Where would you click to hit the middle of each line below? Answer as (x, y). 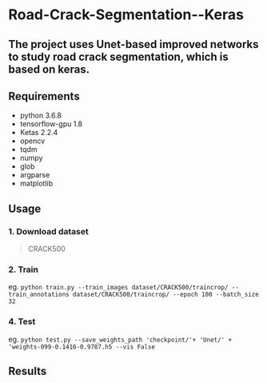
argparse (35, 175)
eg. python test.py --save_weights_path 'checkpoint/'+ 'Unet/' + (120, 339)
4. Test (22, 321)
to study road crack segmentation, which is (119, 56)
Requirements (44, 96)
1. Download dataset (49, 231)
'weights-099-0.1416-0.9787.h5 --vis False (82, 347)
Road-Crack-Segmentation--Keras (126, 15)
